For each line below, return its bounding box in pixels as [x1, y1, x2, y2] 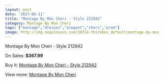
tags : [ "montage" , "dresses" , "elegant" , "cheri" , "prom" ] [5, 25, 120, 30]
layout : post [5, 7, 32, 12]
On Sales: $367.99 [5, 53, 43, 59]
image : [5, 30, 19, 35]
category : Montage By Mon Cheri [5, 20, 71, 26]
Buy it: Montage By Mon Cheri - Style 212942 [5, 62, 97, 68]
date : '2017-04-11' [5, 12, 45, 17]
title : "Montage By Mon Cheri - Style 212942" [5, 16, 102, 21]
